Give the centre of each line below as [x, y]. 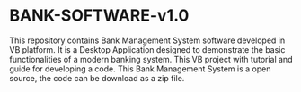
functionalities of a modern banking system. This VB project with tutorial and [151, 59]
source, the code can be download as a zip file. [97, 78]
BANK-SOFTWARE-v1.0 [99, 16]
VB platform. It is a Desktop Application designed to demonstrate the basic [147, 49]
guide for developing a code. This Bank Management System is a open [140, 69]
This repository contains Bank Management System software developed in [147, 40]
